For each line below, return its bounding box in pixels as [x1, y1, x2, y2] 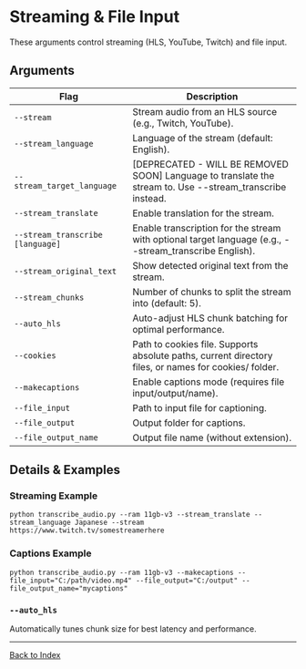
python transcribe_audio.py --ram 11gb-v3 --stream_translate [9, 510, 250, 520]
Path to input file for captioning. [131, 401, 267, 414]
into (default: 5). [131, 296, 202, 309]
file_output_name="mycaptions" [9, 583, 128, 593]
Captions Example [9, 547, 92, 560]
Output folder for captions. [131, 417, 246, 429]
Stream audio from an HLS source [131, 105, 278, 118]
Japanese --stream [74, 518, 145, 528]
